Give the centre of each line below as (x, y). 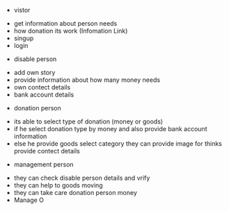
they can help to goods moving (58, 185)
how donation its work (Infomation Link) (71, 31)
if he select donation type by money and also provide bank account (110, 129)
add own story (34, 73)
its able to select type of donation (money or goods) (88, 121)
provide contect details (47, 151)
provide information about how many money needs (87, 80)
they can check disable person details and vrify (82, 178)
